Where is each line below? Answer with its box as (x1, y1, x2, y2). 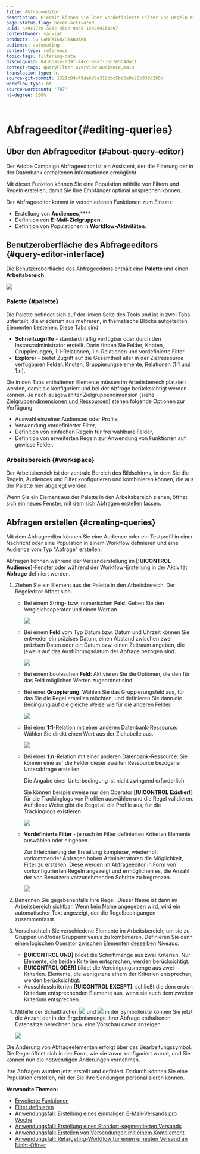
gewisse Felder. (14, 441, 54, 448)
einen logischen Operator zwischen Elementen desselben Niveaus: (14, 940, 179, 947)
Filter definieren (14, 1103, 54, 1110)
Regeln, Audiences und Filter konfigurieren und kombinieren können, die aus (6, 476, 194, 483)
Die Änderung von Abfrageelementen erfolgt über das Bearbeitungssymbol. (6, 1043, 192, 1051)
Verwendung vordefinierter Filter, (14, 421, 96, 429)
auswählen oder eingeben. (23, 836, 89, 844)
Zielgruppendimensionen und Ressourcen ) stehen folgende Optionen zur (6, 398, 186, 405)
